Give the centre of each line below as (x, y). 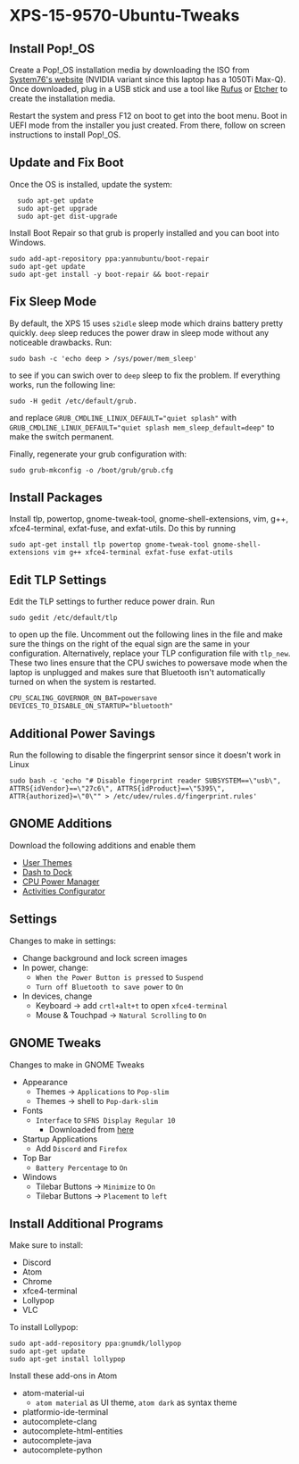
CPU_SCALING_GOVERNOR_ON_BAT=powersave (83, 699)
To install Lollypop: (44, 1327)
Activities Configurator (63, 891)
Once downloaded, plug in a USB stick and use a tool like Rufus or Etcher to (149, 89)
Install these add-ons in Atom (63, 1376)
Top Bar (37, 1158)
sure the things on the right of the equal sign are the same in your (129, 644)
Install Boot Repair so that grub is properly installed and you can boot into (144, 232)
